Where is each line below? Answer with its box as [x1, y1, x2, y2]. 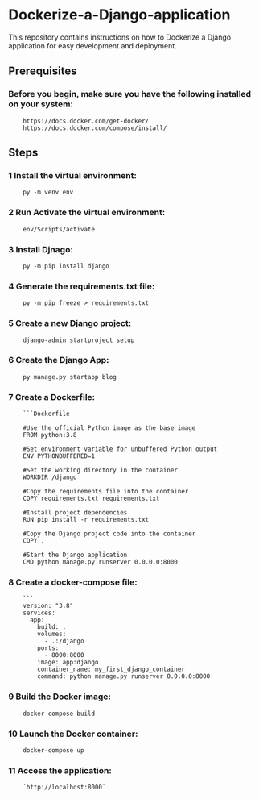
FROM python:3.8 [23, 431, 78, 439]
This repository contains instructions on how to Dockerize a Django [8, 32, 232, 42]
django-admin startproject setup [23, 336, 135, 344]
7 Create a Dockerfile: [8, 391, 96, 402]
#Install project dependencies [23, 509, 128, 517]
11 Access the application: [8, 764, 113, 776]
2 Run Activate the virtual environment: [8, 207, 166, 218]
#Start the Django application [23, 551, 128, 560]
